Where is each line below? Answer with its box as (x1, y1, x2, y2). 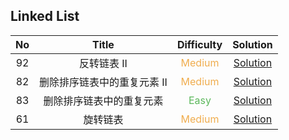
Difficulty (176, 37, 223, 51)
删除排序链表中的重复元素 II (39, 75, 168, 89)
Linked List (10, 8, 80, 25)
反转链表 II (79, 56, 128, 70)
